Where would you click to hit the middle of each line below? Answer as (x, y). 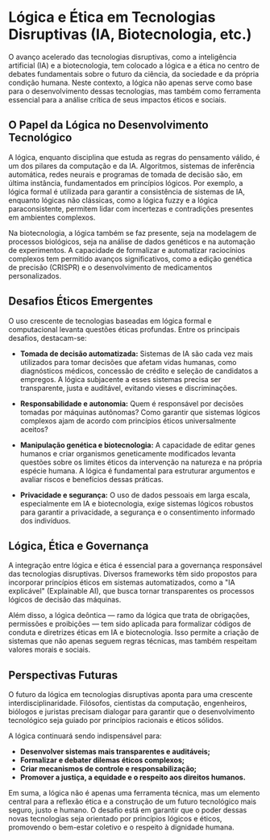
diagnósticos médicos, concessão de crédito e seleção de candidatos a (139, 371)
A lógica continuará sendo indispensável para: (85, 736)
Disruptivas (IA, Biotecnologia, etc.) (130, 34)
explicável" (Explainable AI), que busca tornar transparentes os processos (131, 591)
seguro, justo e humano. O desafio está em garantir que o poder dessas (128, 810)
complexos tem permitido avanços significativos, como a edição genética (130, 258)
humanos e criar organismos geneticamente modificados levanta (128, 453)
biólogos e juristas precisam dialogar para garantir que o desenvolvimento (132, 712)
